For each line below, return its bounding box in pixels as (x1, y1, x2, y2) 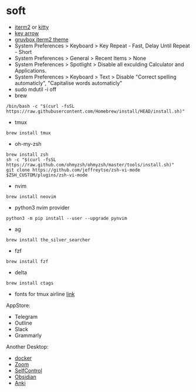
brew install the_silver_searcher (6, 237, 91, 243)
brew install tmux (6, 130, 51, 136)
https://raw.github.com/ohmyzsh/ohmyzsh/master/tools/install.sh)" (6, 162, 175, 168)
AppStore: (6, 302, 31, 309)
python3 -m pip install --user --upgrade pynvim (6, 215, 127, 221)
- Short (14, 48, 32, 55)
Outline (14, 319, 32, 326)
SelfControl (14, 367, 42, 374)
